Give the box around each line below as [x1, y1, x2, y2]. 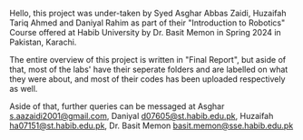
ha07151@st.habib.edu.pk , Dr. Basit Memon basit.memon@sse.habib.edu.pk [9, 120, 294, 131]
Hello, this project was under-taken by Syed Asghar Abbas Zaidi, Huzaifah [9, 8, 287, 18]
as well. [9, 84, 38, 94]
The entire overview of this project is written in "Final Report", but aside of [9, 55, 287, 65]
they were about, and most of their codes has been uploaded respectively [9, 74, 286, 85]
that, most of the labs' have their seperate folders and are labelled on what [9, 64, 288, 75]
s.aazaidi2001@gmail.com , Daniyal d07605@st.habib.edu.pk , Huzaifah [9, 111, 274, 121]
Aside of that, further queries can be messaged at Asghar [9, 101, 225, 112]
